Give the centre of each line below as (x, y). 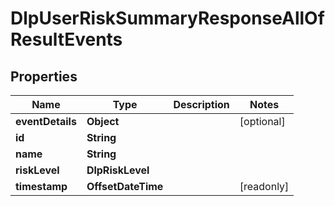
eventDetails (46, 121)
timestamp (41, 186)
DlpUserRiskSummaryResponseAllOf (167, 18)
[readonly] (264, 186)
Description (201, 104)
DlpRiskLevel (118, 170)
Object (103, 121)
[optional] (262, 121)
